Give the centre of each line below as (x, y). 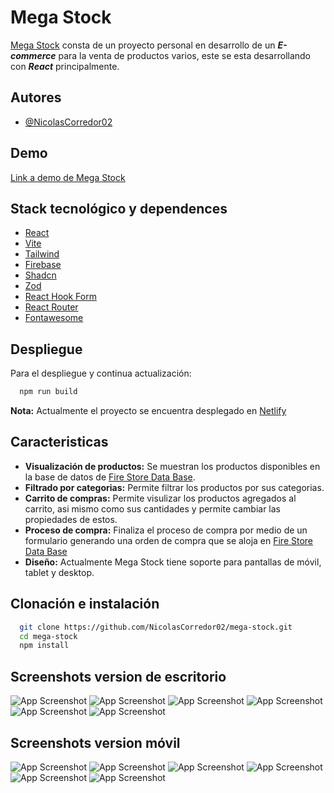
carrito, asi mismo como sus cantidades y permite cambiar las (152, 508)
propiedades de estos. (71, 519)
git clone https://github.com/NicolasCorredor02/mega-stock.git (156, 627)
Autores (36, 97)
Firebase (43, 265)
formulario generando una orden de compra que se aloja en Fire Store (169, 540)
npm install (44, 646)
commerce (33, 55)
